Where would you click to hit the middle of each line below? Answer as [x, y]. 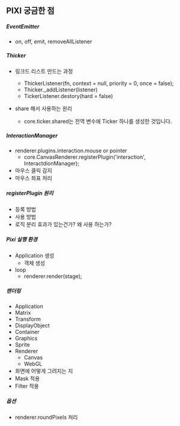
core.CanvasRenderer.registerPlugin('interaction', [85, 157]
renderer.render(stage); [53, 276]
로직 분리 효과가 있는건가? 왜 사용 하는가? [63, 224]
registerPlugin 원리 [30, 193]
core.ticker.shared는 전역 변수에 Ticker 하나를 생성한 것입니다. [98, 122]
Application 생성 [34, 256]
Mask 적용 [27, 378]
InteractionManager [32, 135]
